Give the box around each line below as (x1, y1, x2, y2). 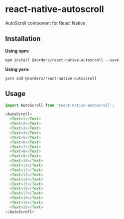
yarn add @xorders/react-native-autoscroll (5, 76, 97, 81)
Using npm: (5, 47, 30, 53)
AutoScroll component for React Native (5, 20, 86, 26)
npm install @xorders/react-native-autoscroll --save (5, 57, 120, 62)
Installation (5, 34, 41, 43)
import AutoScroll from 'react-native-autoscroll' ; (5, 102, 115, 108)
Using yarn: (5, 66, 30, 72)
